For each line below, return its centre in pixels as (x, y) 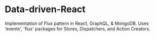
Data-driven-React (45, 9)
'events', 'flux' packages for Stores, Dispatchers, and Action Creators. (77, 28)
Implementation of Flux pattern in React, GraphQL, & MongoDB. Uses (77, 23)
